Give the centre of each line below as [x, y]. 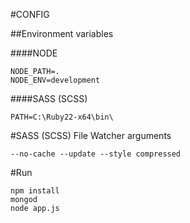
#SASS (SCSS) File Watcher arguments [91, 135]
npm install [35, 191]
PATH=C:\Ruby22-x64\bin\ [62, 117]
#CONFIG [30, 14]
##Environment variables [62, 33]
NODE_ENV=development [55, 80]
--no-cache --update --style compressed [96, 154]
